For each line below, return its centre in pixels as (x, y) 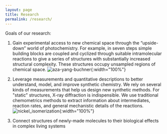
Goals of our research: (28, 33)
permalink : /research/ (29, 19)
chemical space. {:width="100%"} (69, 69)
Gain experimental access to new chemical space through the (76, 43)
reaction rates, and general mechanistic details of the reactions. (78, 106)
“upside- (149, 43)
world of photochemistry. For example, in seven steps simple (89, 48)
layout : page (19, 10)
